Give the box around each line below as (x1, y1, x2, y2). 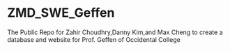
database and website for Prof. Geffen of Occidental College (7, 35, 181, 43)
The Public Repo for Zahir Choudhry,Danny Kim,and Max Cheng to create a (7, 28, 223, 36)
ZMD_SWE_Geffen (7, 5, 115, 21)
